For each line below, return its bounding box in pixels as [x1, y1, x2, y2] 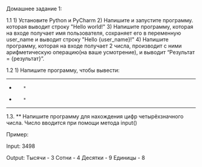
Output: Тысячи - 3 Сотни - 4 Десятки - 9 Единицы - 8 [6, 154, 145, 161]
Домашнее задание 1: [6, 5, 63, 12]
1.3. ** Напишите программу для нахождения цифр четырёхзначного [6, 113, 184, 120]
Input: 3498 [6, 142, 35, 150]
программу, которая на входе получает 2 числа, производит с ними [6, 42, 182, 49]
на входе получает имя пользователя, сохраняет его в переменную [6, 29, 182, 37]
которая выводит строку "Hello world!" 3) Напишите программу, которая [6, 23, 194, 30]
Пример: [6, 131, 29, 138]
